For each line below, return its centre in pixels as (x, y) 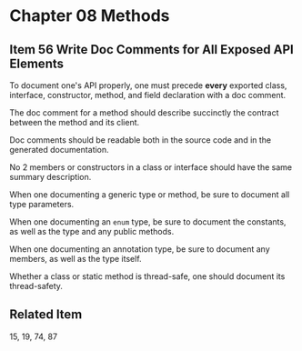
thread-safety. (36, 286)
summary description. (50, 177)
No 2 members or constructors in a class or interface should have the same (151, 167)
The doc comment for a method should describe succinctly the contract (144, 113)
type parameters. (42, 204)
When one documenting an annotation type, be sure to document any (140, 249)
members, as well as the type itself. (76, 259)
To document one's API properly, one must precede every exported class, (148, 85)
